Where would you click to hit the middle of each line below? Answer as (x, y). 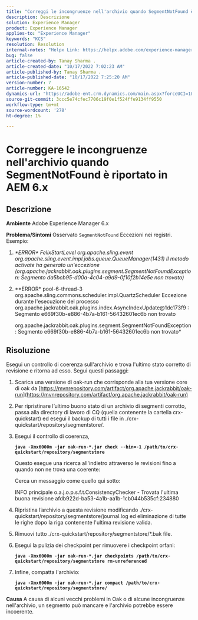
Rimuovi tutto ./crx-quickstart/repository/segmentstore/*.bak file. (93, 534)
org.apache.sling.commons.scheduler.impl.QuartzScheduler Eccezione (101, 295)
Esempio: (17, 241)
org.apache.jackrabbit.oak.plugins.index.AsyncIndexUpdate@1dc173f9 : (102, 308)
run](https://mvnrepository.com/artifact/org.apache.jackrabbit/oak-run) (101, 395)
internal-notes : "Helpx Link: (43, 50)
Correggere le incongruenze (77, 150)
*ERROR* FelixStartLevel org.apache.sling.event (74, 253)
